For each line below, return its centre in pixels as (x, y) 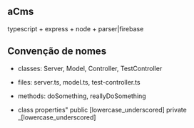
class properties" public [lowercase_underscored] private (102, 110)
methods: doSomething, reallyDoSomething (82, 96)
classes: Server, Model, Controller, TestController (90, 68)
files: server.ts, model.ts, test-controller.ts (79, 82)
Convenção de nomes (57, 52)
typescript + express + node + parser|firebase (76, 28)
